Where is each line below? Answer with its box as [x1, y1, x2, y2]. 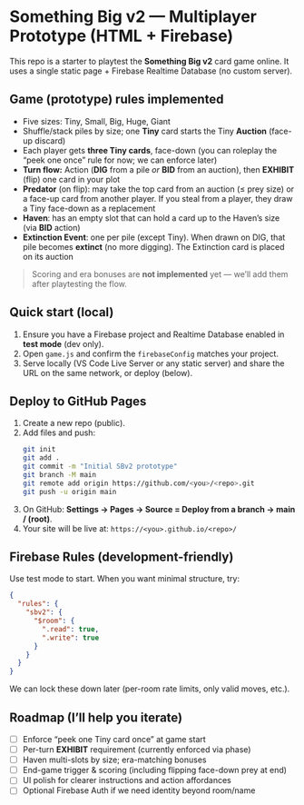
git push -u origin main [22, 487, 117, 496]
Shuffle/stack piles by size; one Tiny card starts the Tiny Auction [22, 125, 268, 136]
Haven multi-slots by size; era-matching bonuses [22, 754, 207, 765]
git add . [22, 453, 61, 462]
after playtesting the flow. [31, 278, 127, 289]
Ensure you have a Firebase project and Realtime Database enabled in [22, 329, 285, 340]
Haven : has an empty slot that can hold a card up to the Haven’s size [22, 212, 280, 224]
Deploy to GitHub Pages [9, 393, 147, 409]
